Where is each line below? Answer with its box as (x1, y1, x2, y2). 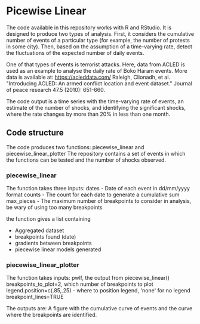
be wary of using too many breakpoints (6, 204, 103, 211)
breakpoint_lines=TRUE (6, 294, 64, 301)
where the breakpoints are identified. (6, 311, 97, 319)
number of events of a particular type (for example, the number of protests (6, 36, 190, 44)
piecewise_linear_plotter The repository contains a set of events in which (6, 150, 186, 157)
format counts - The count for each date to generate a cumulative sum (6, 191, 180, 198)
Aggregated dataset (14, 227, 64, 234)
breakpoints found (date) (14, 233, 76, 240)
